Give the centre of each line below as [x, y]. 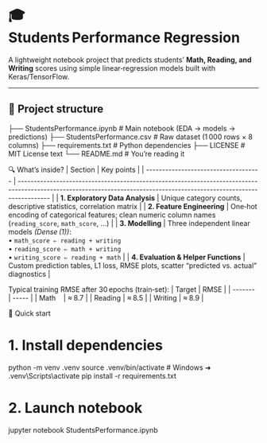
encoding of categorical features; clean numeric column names [112, 215]
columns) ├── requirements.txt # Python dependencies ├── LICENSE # [127, 145]
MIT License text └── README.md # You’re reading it [97, 153]
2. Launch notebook [75, 408]
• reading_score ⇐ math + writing [65, 248]
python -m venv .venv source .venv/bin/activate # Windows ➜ [110, 367]
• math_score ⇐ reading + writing [65, 240]
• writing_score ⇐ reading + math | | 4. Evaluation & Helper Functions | [127, 257]
